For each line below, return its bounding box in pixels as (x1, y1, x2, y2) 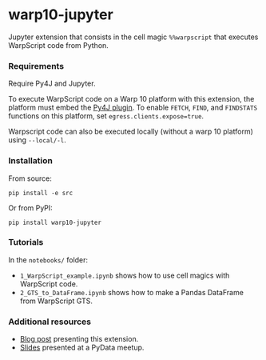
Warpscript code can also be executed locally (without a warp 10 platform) (8, 126, 254, 137)
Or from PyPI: (8, 202, 54, 213)
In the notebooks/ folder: (8, 254, 89, 265)
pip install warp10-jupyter (8, 218, 102, 226)
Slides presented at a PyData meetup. (19, 342, 145, 353)
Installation (8, 155, 54, 166)
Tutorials (8, 237, 44, 248)
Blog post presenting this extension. (19, 334, 139, 344)
